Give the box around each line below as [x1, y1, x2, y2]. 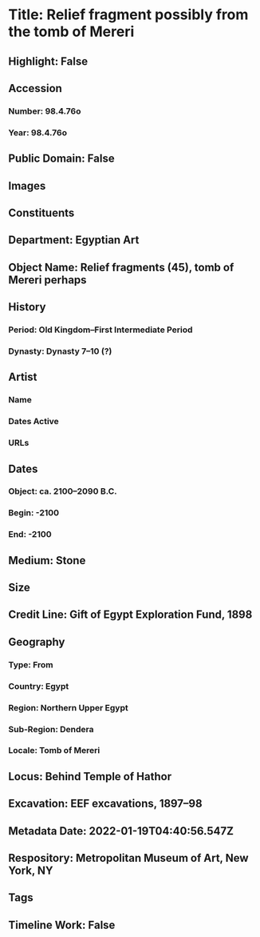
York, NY [8, 864, 53, 878]
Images [8, 178, 46, 193]
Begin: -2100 [8, 507, 60, 519]
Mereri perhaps [8, 273, 87, 286]
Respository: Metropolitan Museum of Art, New [8, 851, 249, 865]
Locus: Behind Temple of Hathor [8, 770, 172, 783]
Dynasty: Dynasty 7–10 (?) [8, 346, 112, 357]
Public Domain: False [8, 152, 115, 166]
